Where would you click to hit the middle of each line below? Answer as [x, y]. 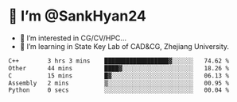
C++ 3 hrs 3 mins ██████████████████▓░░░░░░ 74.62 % [118, 61]
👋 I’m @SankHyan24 [78, 16]
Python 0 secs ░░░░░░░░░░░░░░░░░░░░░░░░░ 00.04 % [118, 90]
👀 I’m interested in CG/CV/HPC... [73, 38]
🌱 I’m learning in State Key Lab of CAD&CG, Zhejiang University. [124, 46]
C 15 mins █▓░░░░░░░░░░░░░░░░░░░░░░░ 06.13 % [118, 76]
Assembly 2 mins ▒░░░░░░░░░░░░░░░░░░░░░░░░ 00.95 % [118, 83]
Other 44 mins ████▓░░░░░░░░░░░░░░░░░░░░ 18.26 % [118, 68]
